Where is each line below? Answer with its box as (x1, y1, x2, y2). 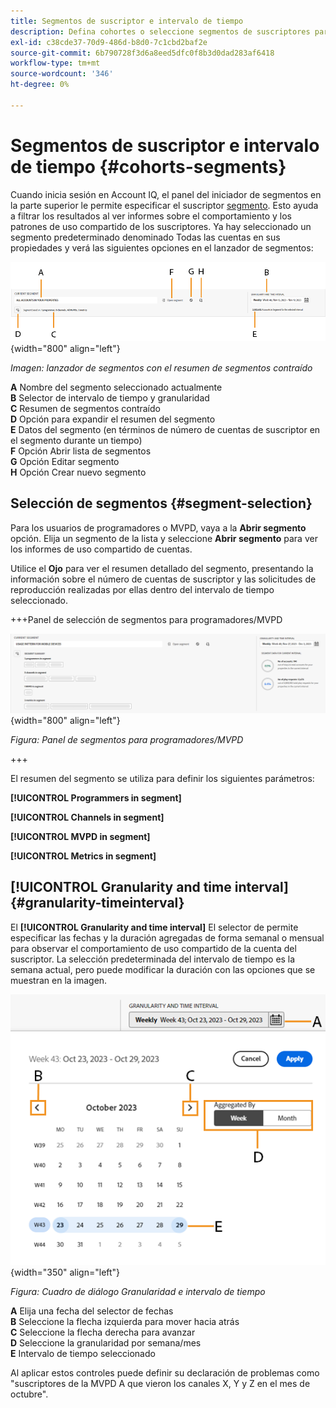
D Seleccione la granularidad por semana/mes (10, 1337, 202, 1349)
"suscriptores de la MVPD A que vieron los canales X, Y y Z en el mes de (10, 1378, 311, 1390)
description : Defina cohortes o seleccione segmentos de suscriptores (10, 26, 311, 37)
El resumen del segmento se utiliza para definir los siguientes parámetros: (10, 773, 315, 785)
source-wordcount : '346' (10, 69, 114, 79)
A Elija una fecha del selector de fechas (10, 1305, 174, 1317)
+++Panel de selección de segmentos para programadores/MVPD (10, 613, 283, 625)
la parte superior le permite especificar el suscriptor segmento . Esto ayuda (10, 199, 319, 211)
